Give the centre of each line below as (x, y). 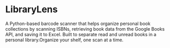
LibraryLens (32, 9)
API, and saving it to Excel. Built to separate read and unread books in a (81, 34)
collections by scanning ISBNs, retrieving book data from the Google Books (85, 29)
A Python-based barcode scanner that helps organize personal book (78, 23)
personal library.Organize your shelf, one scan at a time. (64, 40)
